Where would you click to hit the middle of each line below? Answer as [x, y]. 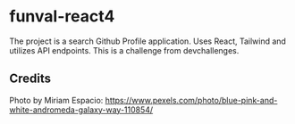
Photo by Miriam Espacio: [56, 100]
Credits [30, 79]
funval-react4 [62, 17]
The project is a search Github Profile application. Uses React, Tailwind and [147, 41]
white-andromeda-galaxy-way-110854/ [81, 110]
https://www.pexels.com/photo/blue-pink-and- [191, 100]
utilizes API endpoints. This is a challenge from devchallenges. [124, 50]
